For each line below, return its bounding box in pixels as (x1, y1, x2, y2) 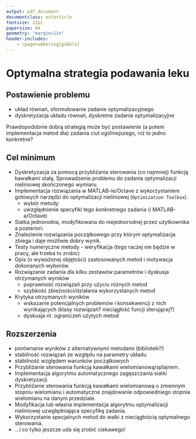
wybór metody (23, 199, 59, 206)
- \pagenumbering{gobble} (16, 42, 80, 48)
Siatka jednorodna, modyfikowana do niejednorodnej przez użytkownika (14, 218, 190, 225)
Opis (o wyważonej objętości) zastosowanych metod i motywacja (14, 256, 173, 263)
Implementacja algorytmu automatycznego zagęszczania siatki (14, 370, 167, 377)
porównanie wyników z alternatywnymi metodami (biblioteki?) (14, 344, 164, 351)
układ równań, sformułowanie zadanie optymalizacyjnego (14, 105, 154, 112)
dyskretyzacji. (14, 376, 49, 383)
